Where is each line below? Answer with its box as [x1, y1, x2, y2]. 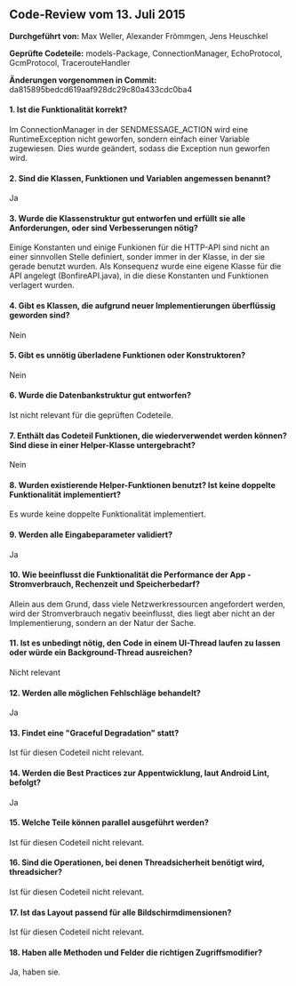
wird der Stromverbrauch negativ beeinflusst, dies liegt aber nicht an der [9, 608, 276, 619]
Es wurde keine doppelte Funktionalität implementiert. [9, 509, 206, 519]
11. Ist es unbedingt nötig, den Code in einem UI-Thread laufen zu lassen [9, 637, 281, 648]
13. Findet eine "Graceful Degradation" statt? [9, 727, 180, 738]
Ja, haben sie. [9, 966, 60, 977]
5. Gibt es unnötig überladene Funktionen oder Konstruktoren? [9, 350, 246, 361]
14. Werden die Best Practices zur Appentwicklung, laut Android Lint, [9, 768, 269, 779]
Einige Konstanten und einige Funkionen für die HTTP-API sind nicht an [9, 242, 270, 253]
